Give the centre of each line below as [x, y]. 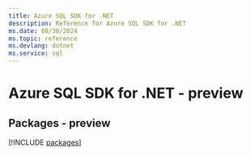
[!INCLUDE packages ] [45, 142]
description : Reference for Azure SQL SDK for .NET [97, 23]
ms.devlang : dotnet [41, 46]
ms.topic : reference [43, 38]
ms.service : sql [36, 53]
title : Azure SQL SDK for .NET [61, 16]
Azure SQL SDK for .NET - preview [126, 93]
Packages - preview [60, 123]
